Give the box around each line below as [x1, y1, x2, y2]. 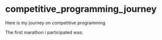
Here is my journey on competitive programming [5, 20, 106, 26]
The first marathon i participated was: [5, 29, 84, 35]
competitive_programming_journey [5, 3, 157, 15]
